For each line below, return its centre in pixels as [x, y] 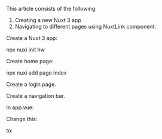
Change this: [22, 119]
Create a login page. [31, 84]
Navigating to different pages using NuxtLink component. [85, 27]
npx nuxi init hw [25, 50]
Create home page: [30, 61]
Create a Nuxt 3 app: [32, 38]
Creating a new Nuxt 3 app [48, 20]
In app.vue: [20, 107]
